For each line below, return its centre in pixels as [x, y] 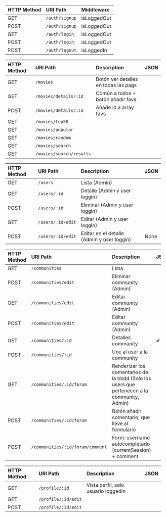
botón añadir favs [116, 99]
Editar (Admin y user [104, 219]
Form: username [131, 438]
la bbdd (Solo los [132, 378]
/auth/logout [61, 50]
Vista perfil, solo [105, 485]
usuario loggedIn [106, 491]
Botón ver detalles [117, 79]
